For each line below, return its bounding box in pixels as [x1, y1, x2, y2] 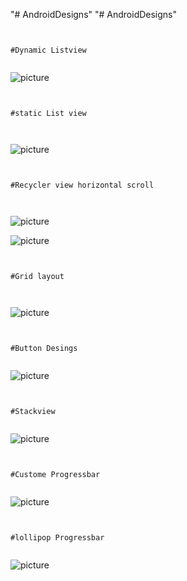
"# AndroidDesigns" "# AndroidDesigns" [10, 9, 178, 20]
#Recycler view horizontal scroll [10, 180, 155, 190]
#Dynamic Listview [10, 45, 87, 55]
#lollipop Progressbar [10, 533, 105, 543]
